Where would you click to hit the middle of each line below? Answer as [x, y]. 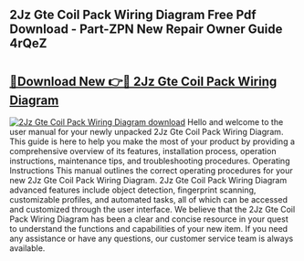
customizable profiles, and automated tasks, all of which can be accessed [148, 199]
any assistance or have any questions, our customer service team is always [152, 238]
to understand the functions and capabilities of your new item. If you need [149, 229]
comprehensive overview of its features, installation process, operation [143, 151]
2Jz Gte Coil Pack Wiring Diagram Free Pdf [133, 15]
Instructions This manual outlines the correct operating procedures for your [152, 171]
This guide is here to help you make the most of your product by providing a [152, 141]
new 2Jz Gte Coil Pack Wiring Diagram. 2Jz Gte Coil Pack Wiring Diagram [148, 180]
